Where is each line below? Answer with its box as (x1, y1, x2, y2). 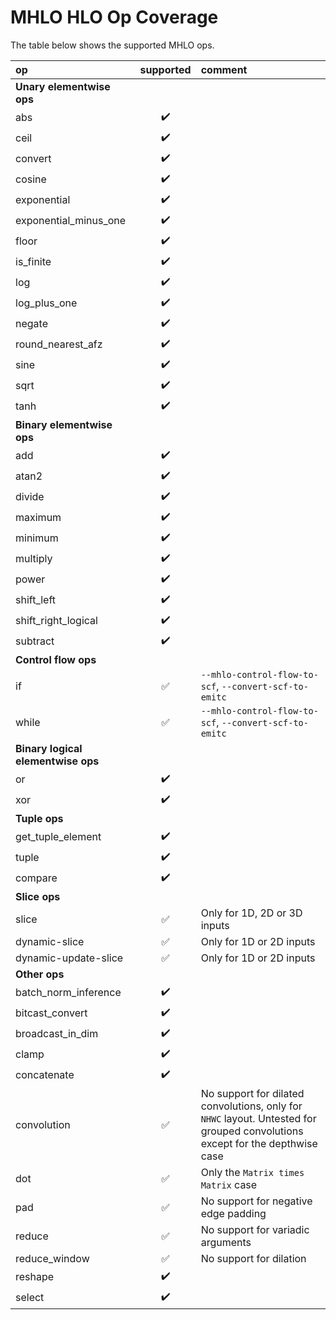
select (15, 1291, 45, 1305)
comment (200, 62, 248, 76)
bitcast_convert (15, 1006, 88, 1020)
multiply (15, 552, 53, 566)
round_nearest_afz (15, 337, 103, 351)
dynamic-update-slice (15, 951, 124, 965)
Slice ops (15, 889, 61, 903)
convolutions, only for (200, 1099, 303, 1113)
